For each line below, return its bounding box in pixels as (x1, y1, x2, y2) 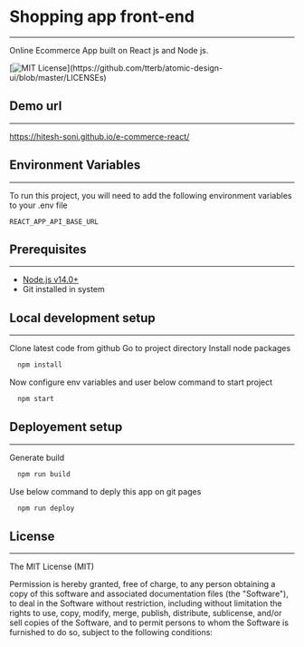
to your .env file (9, 200, 68, 211)
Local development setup (9, 310, 156, 326)
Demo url (9, 98, 62, 114)
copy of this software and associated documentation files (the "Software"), (9, 588, 290, 600)
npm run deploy (17, 504, 75, 513)
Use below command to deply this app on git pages (9, 485, 202, 496)
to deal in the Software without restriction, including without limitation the (9, 598, 282, 609)
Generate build (9, 452, 65, 463)
